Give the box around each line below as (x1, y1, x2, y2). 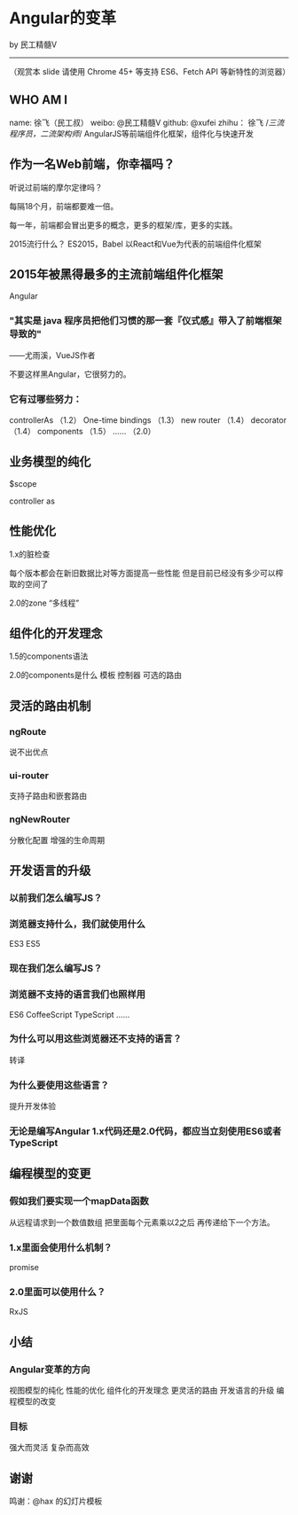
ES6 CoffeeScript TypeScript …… (9, 1009, 130, 1019)
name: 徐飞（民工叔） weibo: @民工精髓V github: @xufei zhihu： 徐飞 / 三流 (9, 117, 285, 128)
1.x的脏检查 (9, 549, 51, 559)
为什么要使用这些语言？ (9, 1079, 109, 1091)
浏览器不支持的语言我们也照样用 (9, 988, 146, 1001)
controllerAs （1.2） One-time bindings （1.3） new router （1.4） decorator (9, 414, 286, 426)
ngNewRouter (9, 813, 71, 825)
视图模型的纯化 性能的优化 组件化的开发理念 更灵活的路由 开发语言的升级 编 (9, 1385, 285, 1395)
